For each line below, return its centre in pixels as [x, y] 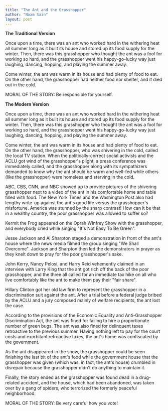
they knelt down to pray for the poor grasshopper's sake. [64, 254]
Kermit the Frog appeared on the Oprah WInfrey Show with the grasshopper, [84, 223]
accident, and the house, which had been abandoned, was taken [88, 383]
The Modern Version [27, 104]
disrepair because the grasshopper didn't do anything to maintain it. [75, 368]
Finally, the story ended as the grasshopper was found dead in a [72, 377]
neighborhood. [21, 393]
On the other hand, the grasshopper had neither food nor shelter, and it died [84, 80]
